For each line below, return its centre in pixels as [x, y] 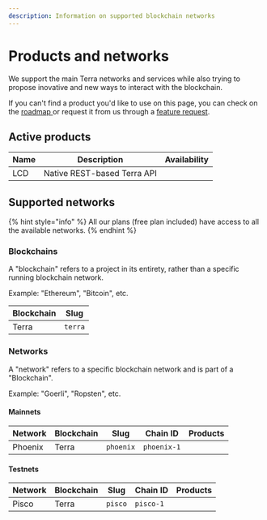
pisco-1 [149, 504]
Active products [50, 137]
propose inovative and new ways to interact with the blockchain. [115, 87]
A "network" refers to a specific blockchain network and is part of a [121, 369]
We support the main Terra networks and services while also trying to [125, 79]
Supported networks [62, 202]
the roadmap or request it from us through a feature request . [109, 111]
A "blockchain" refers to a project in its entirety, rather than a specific [124, 269]
